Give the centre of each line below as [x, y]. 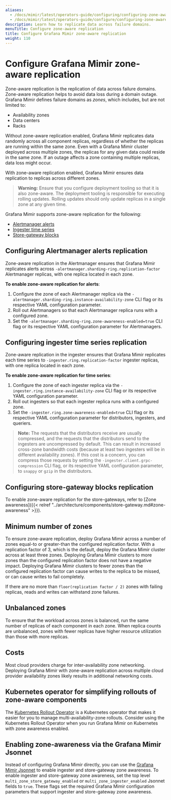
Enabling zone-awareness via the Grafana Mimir [83, 744]
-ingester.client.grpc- [127, 461]
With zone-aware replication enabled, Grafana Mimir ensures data [75, 173]
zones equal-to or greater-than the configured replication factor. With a [80, 544]
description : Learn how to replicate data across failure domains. [78, 24]
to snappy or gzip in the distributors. [55, 471]
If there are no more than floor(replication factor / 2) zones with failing [84, 587]
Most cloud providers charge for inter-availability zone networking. [75, 665]
